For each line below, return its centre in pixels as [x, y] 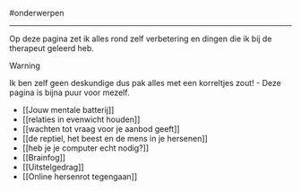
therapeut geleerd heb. [52, 48]
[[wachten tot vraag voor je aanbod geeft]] [101, 129]
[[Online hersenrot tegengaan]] [80, 177]
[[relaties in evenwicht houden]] [81, 119]
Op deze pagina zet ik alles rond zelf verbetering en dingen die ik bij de [141, 39]
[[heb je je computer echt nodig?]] [86, 148]
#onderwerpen [37, 13]
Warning [25, 65]
